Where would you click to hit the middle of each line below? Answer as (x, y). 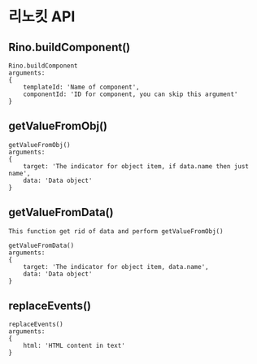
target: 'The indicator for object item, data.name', (116, 266)
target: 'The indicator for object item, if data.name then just (136, 166)
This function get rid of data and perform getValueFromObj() (116, 231)
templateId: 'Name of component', (81, 87)
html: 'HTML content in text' (74, 346)
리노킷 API (42, 17)
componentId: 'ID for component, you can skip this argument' (131, 94)
